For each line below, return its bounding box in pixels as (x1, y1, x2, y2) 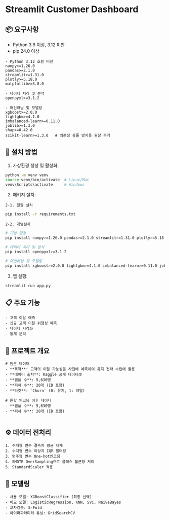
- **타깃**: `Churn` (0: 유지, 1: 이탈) (5, 388, 85, 394)
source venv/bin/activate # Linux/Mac (5, 177, 90, 182)
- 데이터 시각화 (5, 326, 33, 331)
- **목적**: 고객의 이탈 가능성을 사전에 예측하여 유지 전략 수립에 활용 (5, 367, 135, 372)
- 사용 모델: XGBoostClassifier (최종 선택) (5, 494, 92, 499)
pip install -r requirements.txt (5, 212, 76, 217)
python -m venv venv (5, 172, 49, 178)
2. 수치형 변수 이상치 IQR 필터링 (5, 448, 66, 454)
